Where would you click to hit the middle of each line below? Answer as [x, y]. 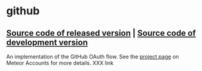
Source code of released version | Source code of [101, 33]
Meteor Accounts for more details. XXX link [60, 63]
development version [47, 42]
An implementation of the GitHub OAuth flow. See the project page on [93, 57]
